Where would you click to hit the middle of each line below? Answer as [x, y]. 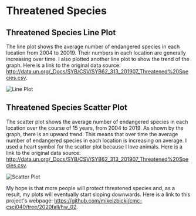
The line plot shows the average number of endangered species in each [93, 46]
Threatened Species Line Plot [61, 33]
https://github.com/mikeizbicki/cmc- [98, 200]
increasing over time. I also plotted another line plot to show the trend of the [98, 59]
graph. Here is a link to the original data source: [63, 65]
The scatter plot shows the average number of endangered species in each [97, 122]
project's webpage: [29, 200]
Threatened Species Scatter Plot [67, 108]
